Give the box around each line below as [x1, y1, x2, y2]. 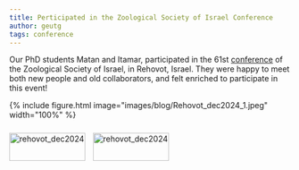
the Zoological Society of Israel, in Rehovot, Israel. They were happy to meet [9, 64, 290, 74]
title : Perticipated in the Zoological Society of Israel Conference [9, 13, 274, 22]
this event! [9, 82, 48, 94]
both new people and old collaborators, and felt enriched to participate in [9, 73, 278, 84]
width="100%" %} [9, 109, 77, 121]
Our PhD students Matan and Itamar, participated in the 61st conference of [9, 55, 284, 65]
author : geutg [9, 21, 62, 30]
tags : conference [9, 30, 74, 38]
